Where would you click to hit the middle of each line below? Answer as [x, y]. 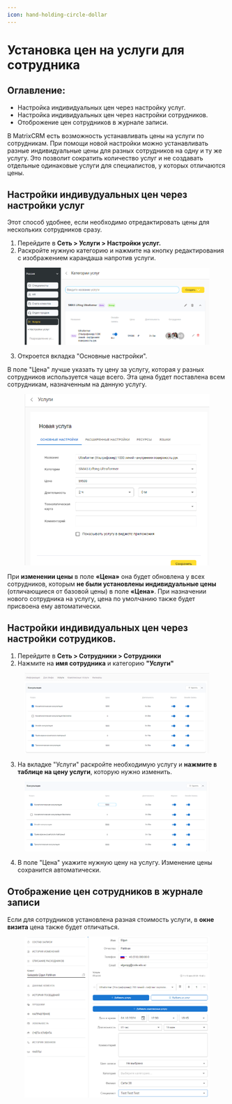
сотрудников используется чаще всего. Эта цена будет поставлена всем [116, 377]
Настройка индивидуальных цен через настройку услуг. [101, 107]
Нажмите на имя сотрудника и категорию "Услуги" [95, 663]
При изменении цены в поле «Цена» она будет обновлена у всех [106, 576]
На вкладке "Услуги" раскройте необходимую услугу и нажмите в [117, 764]
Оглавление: [37, 91]
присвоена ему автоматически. [55, 606]
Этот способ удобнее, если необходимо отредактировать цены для [109, 222]
